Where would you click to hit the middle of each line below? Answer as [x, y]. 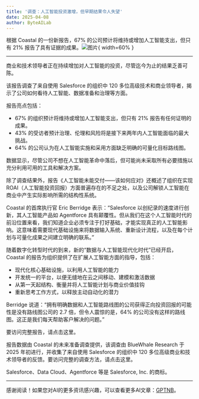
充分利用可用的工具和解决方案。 [45, 168]
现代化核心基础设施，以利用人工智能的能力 [67, 270]
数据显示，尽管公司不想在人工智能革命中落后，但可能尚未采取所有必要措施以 [99, 160]
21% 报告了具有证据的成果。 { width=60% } [73, 47]
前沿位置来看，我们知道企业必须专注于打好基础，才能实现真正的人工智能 [94, 223]
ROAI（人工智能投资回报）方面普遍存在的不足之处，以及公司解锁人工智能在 [98, 188]
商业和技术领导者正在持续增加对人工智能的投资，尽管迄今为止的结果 [89, 66]
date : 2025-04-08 [28, 17]
